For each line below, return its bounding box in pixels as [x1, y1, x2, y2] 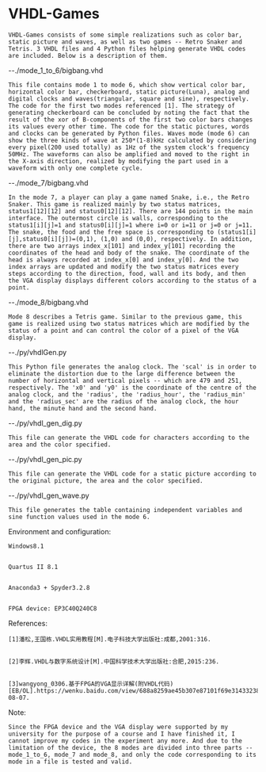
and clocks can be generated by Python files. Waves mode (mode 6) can [8, 129, 249, 137]
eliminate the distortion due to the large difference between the [8, 369, 236, 377]
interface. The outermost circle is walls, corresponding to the [8, 214, 228, 222]
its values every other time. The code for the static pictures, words [8, 122, 249, 131]
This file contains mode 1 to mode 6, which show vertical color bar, [8, 81, 246, 89]
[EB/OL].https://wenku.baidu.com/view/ [8, 686, 140, 694]
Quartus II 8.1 [8, 563, 59, 571]
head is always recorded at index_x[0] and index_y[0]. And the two [8, 255, 239, 264]
